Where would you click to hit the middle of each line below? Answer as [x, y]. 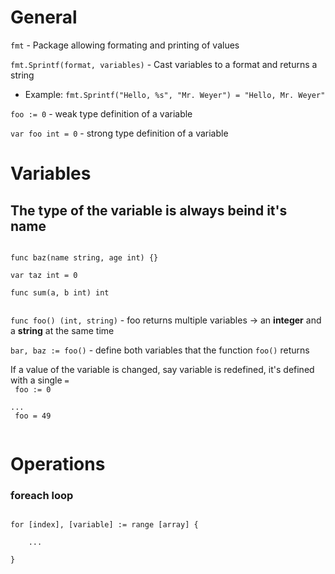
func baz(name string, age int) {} [84, 257]
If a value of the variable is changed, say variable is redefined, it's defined [162, 369]
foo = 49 [33, 416]
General [44, 17]
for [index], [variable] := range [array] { [104, 525]
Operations [58, 464]
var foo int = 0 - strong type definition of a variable [119, 133]
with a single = [40, 380]
